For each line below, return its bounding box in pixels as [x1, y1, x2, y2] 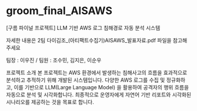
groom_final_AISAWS [6, 4, 113, 18]
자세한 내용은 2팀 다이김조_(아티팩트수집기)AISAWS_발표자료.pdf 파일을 [6, 36, 172, 43]
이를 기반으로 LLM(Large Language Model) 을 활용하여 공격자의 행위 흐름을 [14, 83, 189, 90]
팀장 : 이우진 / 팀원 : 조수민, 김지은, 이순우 [6, 56, 102, 63]
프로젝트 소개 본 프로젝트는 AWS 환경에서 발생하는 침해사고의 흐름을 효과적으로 [6, 69, 188, 76]
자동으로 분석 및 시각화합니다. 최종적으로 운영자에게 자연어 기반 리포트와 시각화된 [6, 91, 192, 98]
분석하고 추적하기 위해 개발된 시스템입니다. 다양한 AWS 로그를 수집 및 [6, 76, 165, 83]
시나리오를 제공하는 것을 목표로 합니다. [6, 98, 94, 105]
